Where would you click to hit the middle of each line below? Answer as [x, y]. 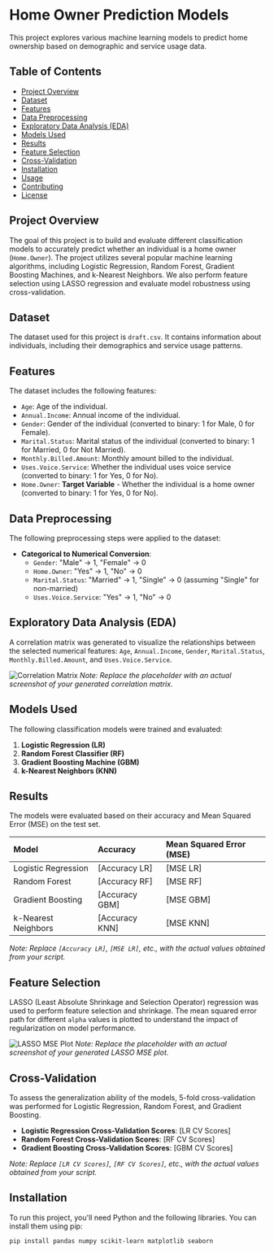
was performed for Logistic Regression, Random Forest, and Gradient [126, 1107]
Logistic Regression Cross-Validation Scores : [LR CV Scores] [126, 1131]
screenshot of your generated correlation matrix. [91, 684]
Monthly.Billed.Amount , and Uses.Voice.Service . [91, 659]
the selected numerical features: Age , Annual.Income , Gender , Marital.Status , [137, 650]
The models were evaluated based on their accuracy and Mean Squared [130, 816]
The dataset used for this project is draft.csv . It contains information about [135, 337]
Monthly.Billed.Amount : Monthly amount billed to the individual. [127, 459]
